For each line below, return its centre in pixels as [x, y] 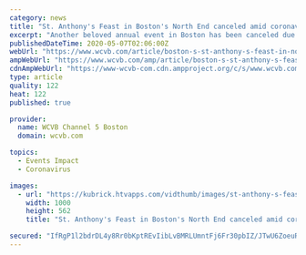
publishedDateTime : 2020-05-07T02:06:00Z [89, 43]
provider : [28, 119]
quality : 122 [34, 86]
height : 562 [48, 211]
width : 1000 [48, 203]
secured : [26, 236]
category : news [38, 18]
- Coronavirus [44, 169]
